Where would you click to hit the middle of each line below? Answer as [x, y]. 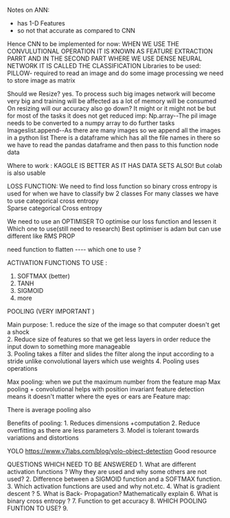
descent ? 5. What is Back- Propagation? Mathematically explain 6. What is [113, 494]
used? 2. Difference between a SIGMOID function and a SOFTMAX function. [114, 479]
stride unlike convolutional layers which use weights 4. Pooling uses [103, 361]
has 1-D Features [41, 23]
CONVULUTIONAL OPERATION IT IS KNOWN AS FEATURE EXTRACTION [110, 51]
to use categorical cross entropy [53, 201]
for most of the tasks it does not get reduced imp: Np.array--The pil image [112, 116]
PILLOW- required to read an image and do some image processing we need [115, 73]
